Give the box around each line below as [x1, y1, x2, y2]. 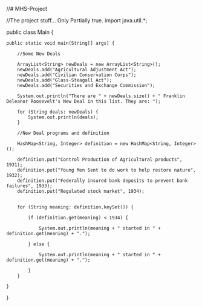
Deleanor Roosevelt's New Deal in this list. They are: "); [6, 99, 161, 105]
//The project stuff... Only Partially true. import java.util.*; [6, 17, 148, 24]
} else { [28, 241, 50, 247]
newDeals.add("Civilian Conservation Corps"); [17, 72, 137, 78]
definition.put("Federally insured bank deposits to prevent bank [17, 178, 188, 184]
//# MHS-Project [6, 5, 47, 12]
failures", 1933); [6, 183, 53, 189]
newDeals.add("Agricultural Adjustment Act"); [17, 66, 137, 73]
